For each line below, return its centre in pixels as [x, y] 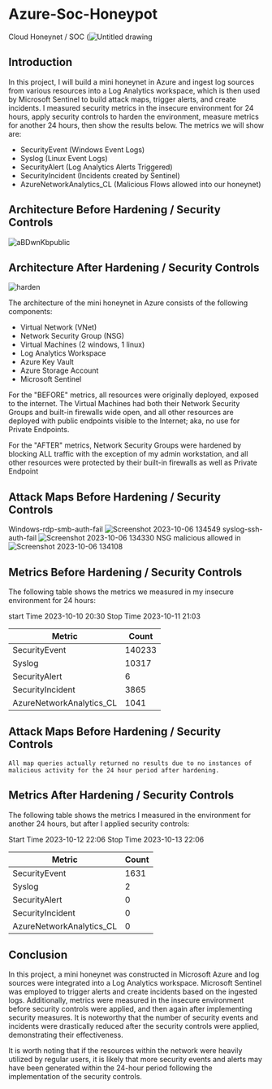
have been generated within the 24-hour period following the [110, 1068]
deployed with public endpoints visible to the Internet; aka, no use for [124, 421]
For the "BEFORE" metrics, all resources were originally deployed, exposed [134, 395]
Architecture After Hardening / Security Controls [134, 267]
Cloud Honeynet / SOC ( [49, 37]
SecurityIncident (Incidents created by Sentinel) [100, 175]
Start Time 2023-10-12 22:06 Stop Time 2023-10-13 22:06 [106, 839]
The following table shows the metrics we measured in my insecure [121, 592]
